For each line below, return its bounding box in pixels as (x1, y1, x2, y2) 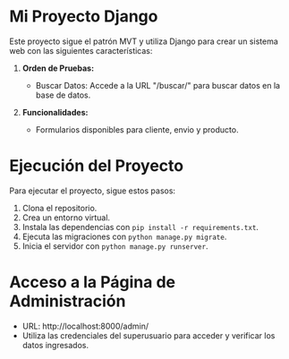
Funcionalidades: (21, 107, 89, 117)
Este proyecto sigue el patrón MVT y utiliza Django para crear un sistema (9, 36, 279, 47)
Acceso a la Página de (9, 272, 176, 293)
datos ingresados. (21, 339, 89, 350)
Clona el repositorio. (21, 202, 98, 213)
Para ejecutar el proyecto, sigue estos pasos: (9, 185, 176, 196)
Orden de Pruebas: (21, 63, 95, 73)
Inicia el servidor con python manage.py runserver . (21, 240, 208, 252)
